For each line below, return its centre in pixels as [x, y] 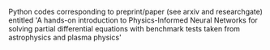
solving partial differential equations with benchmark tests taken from [124, 29]
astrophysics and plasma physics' [65, 37]
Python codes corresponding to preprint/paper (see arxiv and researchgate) [136, 12]
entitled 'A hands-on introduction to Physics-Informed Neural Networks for [133, 20]
